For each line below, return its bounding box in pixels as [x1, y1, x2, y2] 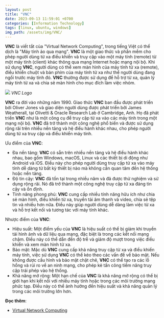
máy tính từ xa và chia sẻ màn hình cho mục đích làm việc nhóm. [5, 80, 136, 86]
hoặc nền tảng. [12, 171, 43, 176]
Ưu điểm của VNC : [5, 140, 43, 146]
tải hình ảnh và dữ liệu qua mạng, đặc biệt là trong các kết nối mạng [12, 231, 149, 237]
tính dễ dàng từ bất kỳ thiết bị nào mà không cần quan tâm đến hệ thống [12, 165, 158, 171]
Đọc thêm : [5, 298, 27, 304]
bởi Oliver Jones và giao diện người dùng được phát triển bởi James [5, 105, 142, 110]
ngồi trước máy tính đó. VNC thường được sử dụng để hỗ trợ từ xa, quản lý [5, 74, 155, 80]
